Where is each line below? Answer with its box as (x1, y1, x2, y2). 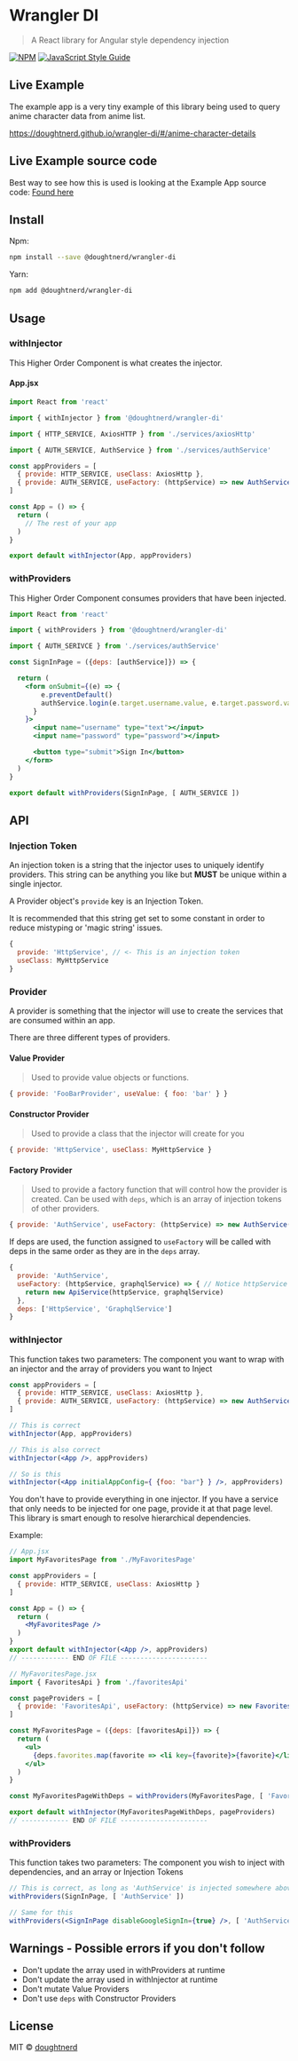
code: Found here (9, 186, 74, 197)
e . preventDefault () (41, 690, 114, 699)
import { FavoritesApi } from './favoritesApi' (9, 1678, 189, 1686)
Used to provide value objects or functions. (30, 1072, 189, 1083)
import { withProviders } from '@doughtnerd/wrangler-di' (9, 626, 228, 635)
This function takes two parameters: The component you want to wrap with (9, 1354, 285, 1364)
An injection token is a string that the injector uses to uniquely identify (9, 860, 264, 871)
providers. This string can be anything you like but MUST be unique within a (9, 869, 287, 880)
